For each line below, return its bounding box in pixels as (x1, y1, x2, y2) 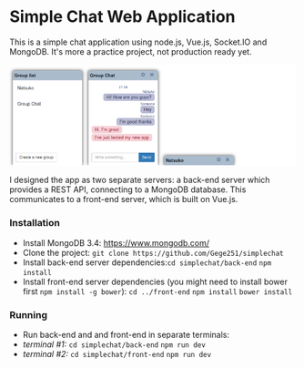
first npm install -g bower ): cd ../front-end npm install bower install (22, 285, 293, 297)
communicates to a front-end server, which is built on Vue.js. (9, 194, 238, 205)
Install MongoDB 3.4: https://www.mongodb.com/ (22, 237, 210, 248)
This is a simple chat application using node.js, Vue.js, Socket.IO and (9, 36, 268, 47)
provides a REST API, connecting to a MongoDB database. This (9, 184, 247, 195)
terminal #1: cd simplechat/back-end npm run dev (22, 339, 207, 350)
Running (9, 308, 48, 321)
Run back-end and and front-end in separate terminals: (22, 329, 230, 340)
